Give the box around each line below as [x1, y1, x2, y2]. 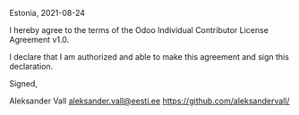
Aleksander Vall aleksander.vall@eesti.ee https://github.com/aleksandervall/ [9, 95, 290, 106]
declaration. [9, 62, 54, 71]
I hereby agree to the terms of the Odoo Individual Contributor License [9, 25, 269, 35]
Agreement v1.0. [9, 35, 70, 45]
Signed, [9, 78, 38, 88]
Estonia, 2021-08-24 [9, 8, 86, 18]
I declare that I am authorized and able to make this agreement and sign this [9, 52, 289, 62]
